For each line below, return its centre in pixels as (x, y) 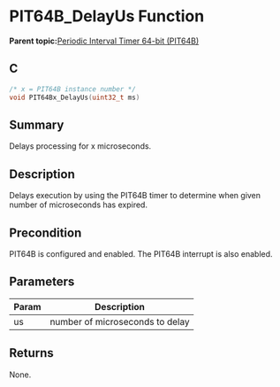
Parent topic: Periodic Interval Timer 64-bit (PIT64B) (104, 41)
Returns (32, 353)
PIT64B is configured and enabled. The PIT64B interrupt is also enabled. (141, 253)
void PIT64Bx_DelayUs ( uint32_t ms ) (75, 97)
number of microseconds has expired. (79, 205)
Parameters (42, 282)
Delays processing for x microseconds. (80, 146)
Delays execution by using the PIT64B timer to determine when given (135, 196)
